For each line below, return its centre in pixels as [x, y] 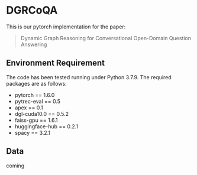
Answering [34, 44]
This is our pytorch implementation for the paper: [66, 27]
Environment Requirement [56, 63]
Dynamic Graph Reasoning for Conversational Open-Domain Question [106, 38]
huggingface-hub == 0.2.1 [46, 126]
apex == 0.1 [29, 108]
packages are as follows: [36, 83]
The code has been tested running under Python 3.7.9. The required [89, 77]
